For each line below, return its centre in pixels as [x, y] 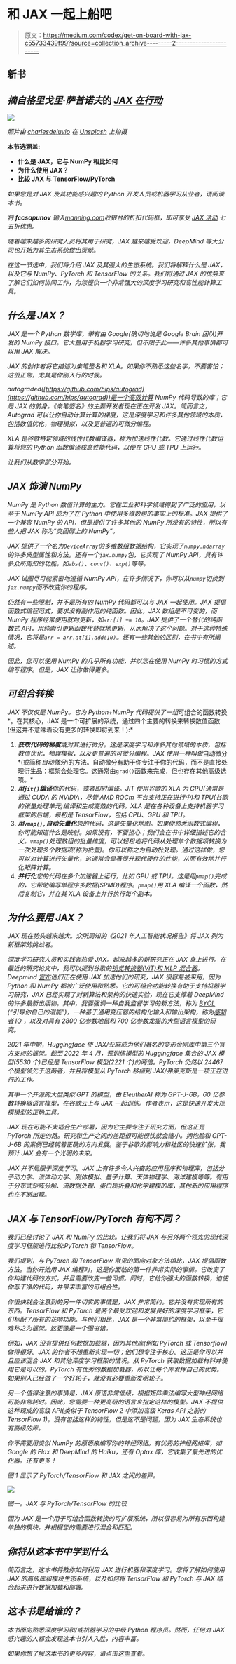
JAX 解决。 [37, 351]
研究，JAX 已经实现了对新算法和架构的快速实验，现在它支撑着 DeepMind [118, 995]
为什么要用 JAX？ [46, 917]
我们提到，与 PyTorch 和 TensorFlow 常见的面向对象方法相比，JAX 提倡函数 [117, 1261]
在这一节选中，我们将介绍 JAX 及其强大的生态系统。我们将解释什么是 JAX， [117, 265]
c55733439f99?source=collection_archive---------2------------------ [125, 43]
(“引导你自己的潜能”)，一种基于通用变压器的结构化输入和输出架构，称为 [111, 1012]
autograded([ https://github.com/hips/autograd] [76, 389]
